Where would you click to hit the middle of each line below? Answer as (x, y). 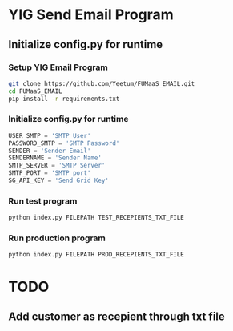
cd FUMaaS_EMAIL (35, 91)
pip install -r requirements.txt (64, 99)
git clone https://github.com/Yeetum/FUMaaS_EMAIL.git (102, 83)
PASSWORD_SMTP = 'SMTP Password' (64, 143)
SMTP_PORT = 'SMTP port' (50, 173)
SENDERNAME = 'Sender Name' (55, 158)
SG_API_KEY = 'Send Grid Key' (59, 181)
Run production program (57, 238)
